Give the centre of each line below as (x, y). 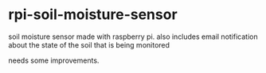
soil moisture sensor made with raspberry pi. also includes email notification (133, 36)
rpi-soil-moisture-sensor (93, 15)
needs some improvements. (54, 60)
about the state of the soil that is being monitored (89, 44)
